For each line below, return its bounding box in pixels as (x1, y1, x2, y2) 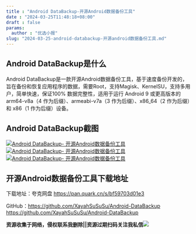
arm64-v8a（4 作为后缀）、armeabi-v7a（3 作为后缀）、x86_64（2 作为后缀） (6, 97, 190, 104)
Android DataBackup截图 (6, 123, 99, 133)
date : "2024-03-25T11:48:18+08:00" (6, 14, 95, 20)
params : (6, 25, 25, 31)
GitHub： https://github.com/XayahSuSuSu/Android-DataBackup (6, 202, 161, 209)
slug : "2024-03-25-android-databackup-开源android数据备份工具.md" (6, 36, 167, 42)
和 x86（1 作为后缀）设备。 (6, 105, 72, 112)
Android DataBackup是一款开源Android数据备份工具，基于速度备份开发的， (6, 75, 188, 82)
